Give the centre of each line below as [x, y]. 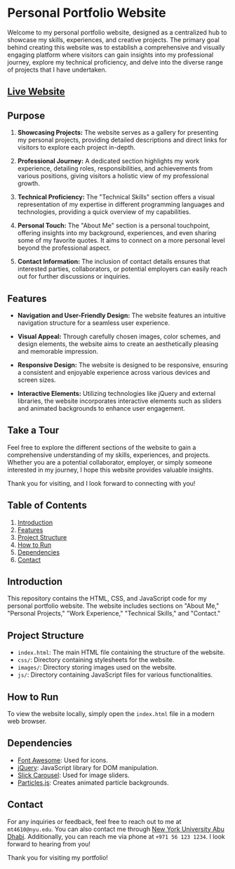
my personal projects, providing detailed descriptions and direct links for [122, 140]
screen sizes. [36, 380]
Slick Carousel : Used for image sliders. [73, 775]
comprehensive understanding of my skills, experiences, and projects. [109, 455]
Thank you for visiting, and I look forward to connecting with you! [101, 483]
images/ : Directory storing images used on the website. [97, 668]
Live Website [36, 92]
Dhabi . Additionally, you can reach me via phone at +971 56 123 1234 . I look [116, 836]
